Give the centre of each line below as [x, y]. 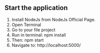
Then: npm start [28, 40]
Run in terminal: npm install [39, 35]
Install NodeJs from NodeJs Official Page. [53, 19]
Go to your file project [33, 30]
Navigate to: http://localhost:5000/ [46, 45]
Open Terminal [26, 25]
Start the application [36, 8]
